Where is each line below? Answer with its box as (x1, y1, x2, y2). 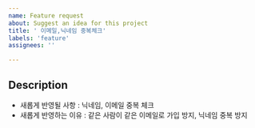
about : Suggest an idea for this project (8, 19, 149, 27)
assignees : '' (8, 42, 56, 50)
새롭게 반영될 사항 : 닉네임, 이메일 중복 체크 (19, 100, 154, 110)
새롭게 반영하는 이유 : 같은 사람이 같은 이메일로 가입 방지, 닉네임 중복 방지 (19, 110, 248, 120)
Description (8, 78, 68, 92)
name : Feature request (8, 11, 84, 20)
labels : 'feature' (8, 34, 70, 42)
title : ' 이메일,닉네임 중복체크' (8, 26, 106, 34)
